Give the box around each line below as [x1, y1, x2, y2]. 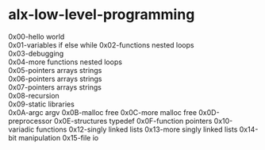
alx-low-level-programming [8, 6, 195, 24]
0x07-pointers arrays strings [8, 82, 102, 92]
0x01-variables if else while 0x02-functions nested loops [8, 40, 194, 49]
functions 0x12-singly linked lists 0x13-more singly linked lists [36, 125, 238, 134]
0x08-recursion [8, 90, 60, 100]
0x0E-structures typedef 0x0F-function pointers [54, 116, 213, 125]
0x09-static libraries [8, 99, 75, 109]
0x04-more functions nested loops [8, 57, 123, 67]
